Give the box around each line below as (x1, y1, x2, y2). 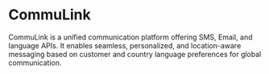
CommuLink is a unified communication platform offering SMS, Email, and (8, 32, 253, 42)
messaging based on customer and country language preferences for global (8, 49, 262, 59)
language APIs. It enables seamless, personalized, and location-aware (8, 40, 242, 50)
